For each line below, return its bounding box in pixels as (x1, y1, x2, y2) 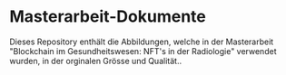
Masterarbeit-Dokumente (9, 6, 206, 27)
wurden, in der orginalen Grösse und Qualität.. (9, 55, 182, 66)
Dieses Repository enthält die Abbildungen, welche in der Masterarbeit (9, 36, 274, 47)
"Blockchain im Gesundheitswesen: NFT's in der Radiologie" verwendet (9, 45, 277, 56)
